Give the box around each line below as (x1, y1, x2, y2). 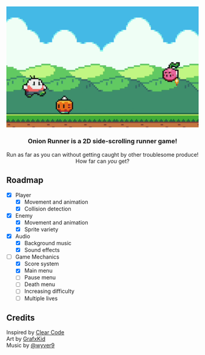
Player (15, 191, 32, 198)
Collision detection (24, 205, 71, 212)
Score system (24, 260, 59, 268)
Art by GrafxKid (6, 335, 46, 343)
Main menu (24, 267, 53, 274)
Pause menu (24, 274, 56, 281)
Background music (24, 240, 72, 246)
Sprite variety (24, 226, 59, 233)
